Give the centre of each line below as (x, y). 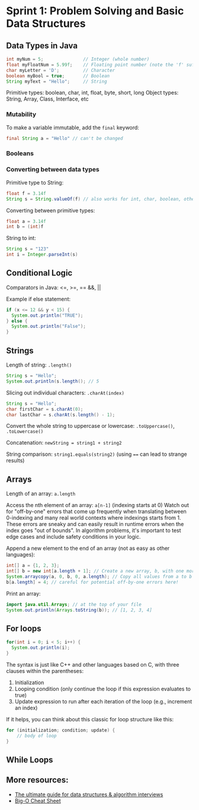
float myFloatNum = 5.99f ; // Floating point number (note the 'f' (95, 65)
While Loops (30, 760)
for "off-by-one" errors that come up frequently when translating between (96, 512)
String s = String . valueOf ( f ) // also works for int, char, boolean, (94, 199)
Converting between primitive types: (51, 210)
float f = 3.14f (26, 193)
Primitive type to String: (35, 182)
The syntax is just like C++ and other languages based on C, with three (93, 664)
